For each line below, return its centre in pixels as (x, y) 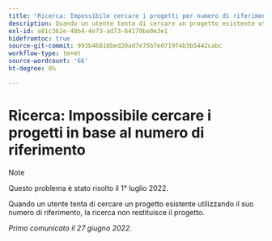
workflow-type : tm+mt (45, 53)
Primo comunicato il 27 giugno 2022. (70, 228)
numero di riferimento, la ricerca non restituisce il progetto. (106, 212)
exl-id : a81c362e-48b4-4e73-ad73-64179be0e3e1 (88, 31)
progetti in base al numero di (106, 132)
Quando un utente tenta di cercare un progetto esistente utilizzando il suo (131, 204)
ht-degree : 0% (32, 69)
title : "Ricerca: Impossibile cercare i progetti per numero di (119, 16)
